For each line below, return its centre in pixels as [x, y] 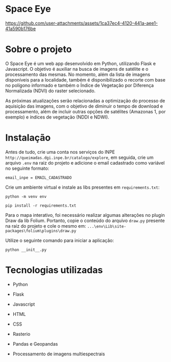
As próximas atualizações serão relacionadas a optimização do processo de [85, 100]
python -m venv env [26, 196]
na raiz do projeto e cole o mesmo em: [46, 226]
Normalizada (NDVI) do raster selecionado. [51, 91]
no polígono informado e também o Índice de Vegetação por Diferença [80, 85]
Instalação [28, 138]
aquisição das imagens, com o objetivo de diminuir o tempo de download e [84, 106]
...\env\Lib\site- [107, 226]
